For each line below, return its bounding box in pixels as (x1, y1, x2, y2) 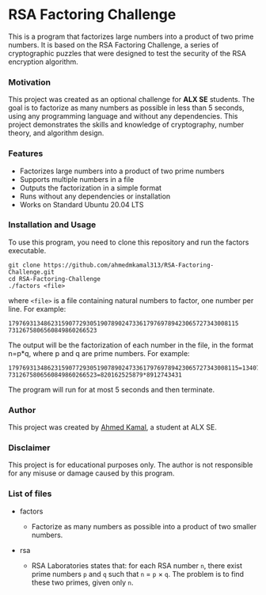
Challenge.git (8, 267, 55, 276)
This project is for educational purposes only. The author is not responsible (8, 460, 253, 470)
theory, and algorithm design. (8, 128, 104, 138)
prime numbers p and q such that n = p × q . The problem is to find (31, 569, 244, 578)
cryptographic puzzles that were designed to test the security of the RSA (8, 48, 247, 58)
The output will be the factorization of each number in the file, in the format (8, 340, 254, 350)
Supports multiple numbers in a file (19, 174, 135, 184)
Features (8, 148, 44, 159)
